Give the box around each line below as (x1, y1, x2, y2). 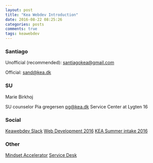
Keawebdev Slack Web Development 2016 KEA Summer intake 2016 (5, 128, 148, 134)
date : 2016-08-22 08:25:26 (5, 17, 63, 22)
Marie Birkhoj (5, 94, 34, 100)
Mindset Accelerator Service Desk (5, 152, 77, 158)
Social (5, 116, 21, 123)
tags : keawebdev (5, 31, 40, 36)
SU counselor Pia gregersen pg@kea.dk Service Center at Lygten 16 (5, 103, 148, 110)
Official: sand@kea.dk (5, 69, 51, 75)
